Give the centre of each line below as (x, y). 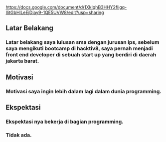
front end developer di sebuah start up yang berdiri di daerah (81, 55)
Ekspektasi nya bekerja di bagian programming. (65, 122)
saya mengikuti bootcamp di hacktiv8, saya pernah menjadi (80, 48)
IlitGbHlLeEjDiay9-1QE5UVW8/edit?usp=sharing (55, 12)
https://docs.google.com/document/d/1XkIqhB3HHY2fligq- (66, 7)
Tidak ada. (19, 135)
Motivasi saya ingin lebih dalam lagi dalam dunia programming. (83, 91)
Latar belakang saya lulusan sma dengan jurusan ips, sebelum (83, 42)
